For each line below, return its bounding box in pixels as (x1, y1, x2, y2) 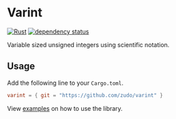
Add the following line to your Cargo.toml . (7, 79, 124, 87)
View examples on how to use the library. (7, 104, 123, 112)
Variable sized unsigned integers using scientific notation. (7, 40, 170, 49)
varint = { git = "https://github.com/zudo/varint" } (7, 92, 164, 98)
